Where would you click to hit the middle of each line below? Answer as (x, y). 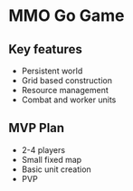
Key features (45, 49)
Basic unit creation (56, 169)
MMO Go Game (66, 16)
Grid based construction (66, 81)
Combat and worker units (69, 100)
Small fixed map (52, 159)
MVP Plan (37, 128)
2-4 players (43, 149)
